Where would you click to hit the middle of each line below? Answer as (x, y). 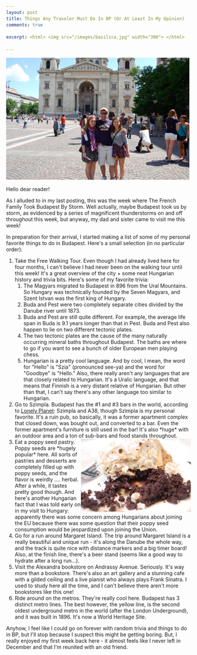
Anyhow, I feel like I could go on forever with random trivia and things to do (97, 629)
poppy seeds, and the (41, 473)
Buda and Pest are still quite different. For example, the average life (104, 317)
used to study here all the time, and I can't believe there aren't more (96, 586)
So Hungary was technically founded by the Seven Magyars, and (102, 292)
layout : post (22, 12)
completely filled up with (44, 467)
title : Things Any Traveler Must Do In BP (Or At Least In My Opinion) (95, 19)
